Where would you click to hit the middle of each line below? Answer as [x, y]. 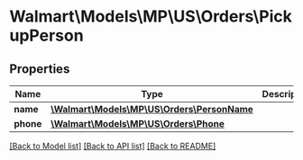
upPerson [46, 36]
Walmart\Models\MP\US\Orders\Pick [151, 17]
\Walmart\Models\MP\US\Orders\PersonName [152, 109]
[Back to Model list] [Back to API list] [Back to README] [113, 146]
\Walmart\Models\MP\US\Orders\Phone [138, 124]
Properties [40, 69]
